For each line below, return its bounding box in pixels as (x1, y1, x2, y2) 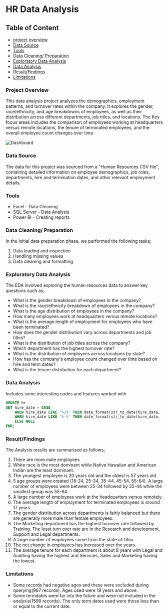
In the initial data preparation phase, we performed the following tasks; (5, 238, 151, 244)
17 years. (12, 505, 31, 511)
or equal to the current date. (12, 603, 71, 609)
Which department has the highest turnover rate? (12, 345, 114, 352)
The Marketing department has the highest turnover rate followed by (12, 521, 154, 527)
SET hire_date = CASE (5, 405, 51, 410)
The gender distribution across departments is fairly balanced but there (12, 510, 160, 516)
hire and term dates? (12, 361, 56, 367)
